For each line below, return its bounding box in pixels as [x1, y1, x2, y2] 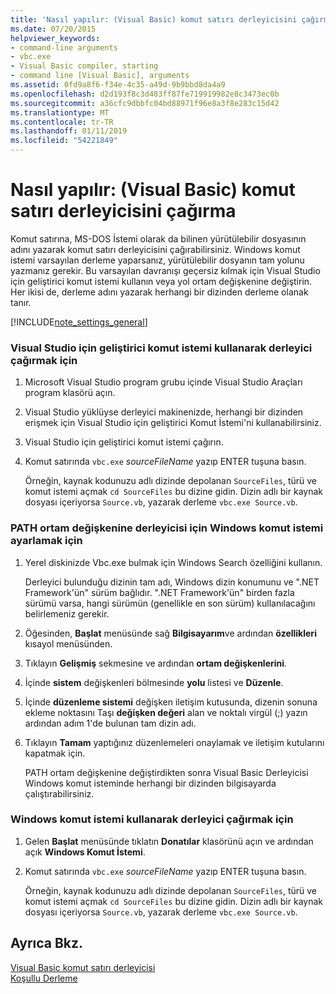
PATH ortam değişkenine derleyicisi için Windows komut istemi [10, 521, 324, 535]
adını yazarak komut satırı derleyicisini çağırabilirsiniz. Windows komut [10, 243, 301, 255]
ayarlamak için [10, 534, 83, 548]
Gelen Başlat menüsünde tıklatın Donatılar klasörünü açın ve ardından [24, 835, 314, 847]
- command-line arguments [10, 42, 118, 53]
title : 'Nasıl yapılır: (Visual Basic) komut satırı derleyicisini [10, 14, 298, 25]
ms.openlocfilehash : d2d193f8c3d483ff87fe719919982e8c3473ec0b [10, 89, 280, 99]
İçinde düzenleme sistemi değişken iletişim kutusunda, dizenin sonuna [24, 696, 318, 708]
